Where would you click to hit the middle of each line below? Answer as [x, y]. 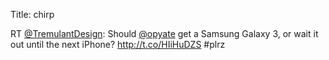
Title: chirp [32, 14]
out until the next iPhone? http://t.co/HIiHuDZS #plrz [118, 44]
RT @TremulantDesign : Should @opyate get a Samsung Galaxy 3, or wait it [164, 33]
